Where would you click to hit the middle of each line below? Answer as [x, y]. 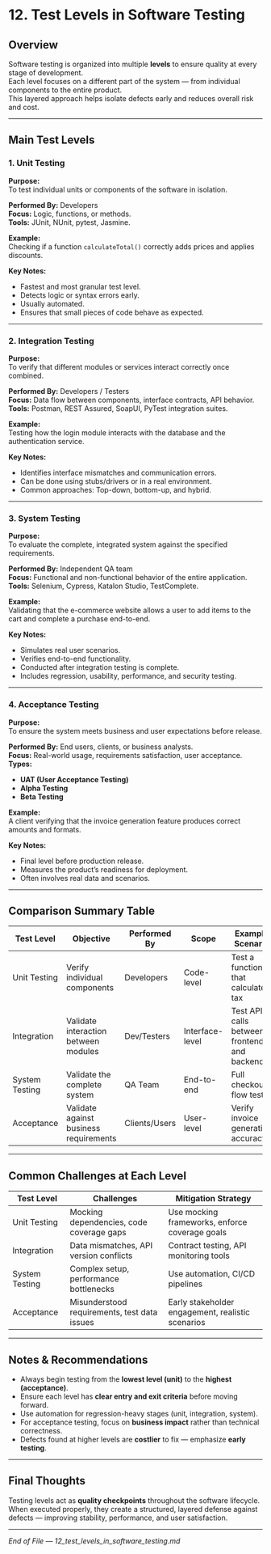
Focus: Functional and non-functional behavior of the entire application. [128, 578]
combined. [26, 375]
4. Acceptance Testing [54, 705]
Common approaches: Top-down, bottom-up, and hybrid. [116, 489]
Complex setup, [100, 1269]
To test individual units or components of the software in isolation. [118, 189]
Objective [91, 938]
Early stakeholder [201, 1302]
